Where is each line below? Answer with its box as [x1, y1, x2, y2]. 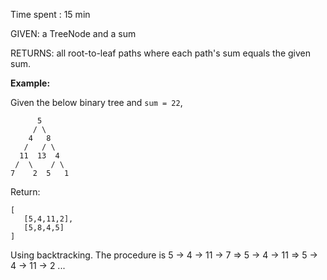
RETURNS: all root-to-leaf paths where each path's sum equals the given [10, 47, 312, 59]
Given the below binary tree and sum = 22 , [10, 97, 183, 108]
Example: [10, 77, 51, 89]
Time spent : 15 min [10, 9, 91, 20]
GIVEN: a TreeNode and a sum [10, 28, 137, 39]
